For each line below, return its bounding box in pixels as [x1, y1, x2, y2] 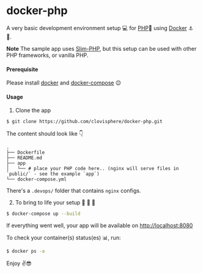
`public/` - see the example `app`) [6, 171, 100, 178]
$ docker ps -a [6, 249, 45, 255]
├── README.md [6, 155, 43, 161]
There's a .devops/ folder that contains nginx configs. [6, 187, 141, 195]
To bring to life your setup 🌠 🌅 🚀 [15, 199, 96, 206]
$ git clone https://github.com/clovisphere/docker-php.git [6, 119, 163, 125]
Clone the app [15, 107, 51, 114]
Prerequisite [6, 65, 39, 73]
